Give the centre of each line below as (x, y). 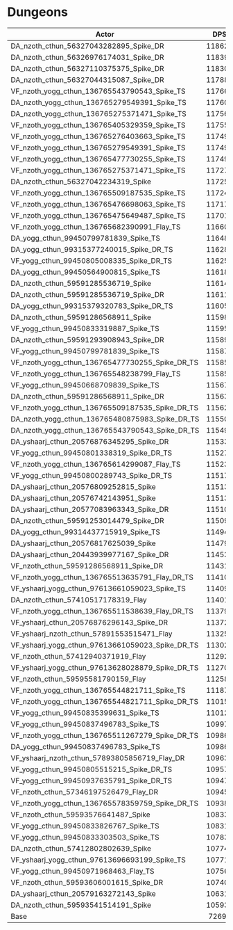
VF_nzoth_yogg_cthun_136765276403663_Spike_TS (98, 136)
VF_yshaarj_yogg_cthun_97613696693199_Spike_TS (98, 860)
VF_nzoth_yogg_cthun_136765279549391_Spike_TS (98, 147)
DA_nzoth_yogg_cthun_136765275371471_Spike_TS (99, 113)
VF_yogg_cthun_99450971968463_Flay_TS (83, 871)
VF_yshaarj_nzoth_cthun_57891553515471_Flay (92, 634)
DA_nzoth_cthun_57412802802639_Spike (81, 848)
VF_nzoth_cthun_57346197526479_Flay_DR (85, 792)
